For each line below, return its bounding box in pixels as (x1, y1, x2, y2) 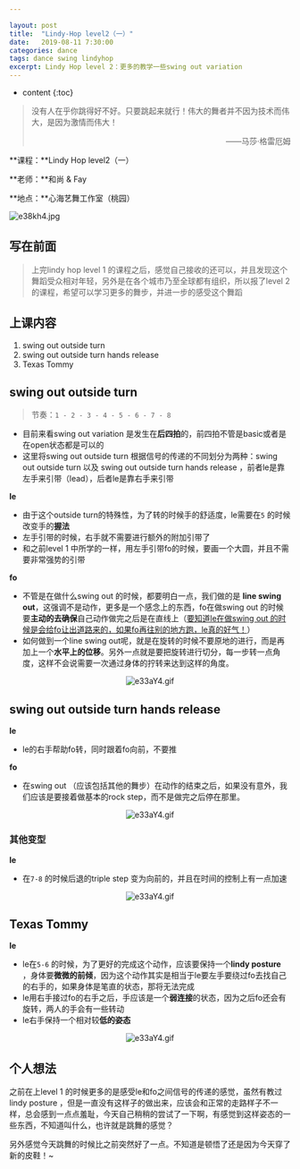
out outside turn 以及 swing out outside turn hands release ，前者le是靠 (21, 462, 286, 473)
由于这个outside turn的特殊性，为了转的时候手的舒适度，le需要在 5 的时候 (21, 509, 291, 520)
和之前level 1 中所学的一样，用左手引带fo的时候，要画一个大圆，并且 (21, 543, 274, 554)
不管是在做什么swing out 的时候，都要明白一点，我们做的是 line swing (21, 591, 282, 602)
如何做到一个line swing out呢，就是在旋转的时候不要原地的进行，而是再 (21, 636, 286, 646)
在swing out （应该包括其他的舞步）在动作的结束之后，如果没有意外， (21, 781, 280, 791)
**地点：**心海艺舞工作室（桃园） (9, 193, 136, 203)
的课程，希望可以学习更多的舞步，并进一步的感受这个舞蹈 (30, 286, 243, 297)
